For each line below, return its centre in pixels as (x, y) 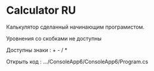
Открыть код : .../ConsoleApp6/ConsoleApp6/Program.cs (77, 61)
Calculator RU (41, 10)
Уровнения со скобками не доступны (54, 38)
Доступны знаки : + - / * (37, 50)
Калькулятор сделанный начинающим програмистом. (76, 27)
